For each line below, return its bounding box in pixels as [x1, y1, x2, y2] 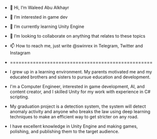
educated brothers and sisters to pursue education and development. [9, 74, 151, 80]
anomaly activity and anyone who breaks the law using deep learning [9, 109, 151, 115]
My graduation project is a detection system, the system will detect [9, 103, 146, 109]
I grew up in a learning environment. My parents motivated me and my [9, 69, 153, 74]
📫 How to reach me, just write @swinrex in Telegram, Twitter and [9, 43, 143, 48]
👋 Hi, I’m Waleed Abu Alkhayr [9, 5, 69, 10]
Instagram [9, 50, 31, 56]
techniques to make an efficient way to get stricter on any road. [9, 114, 139, 119]
